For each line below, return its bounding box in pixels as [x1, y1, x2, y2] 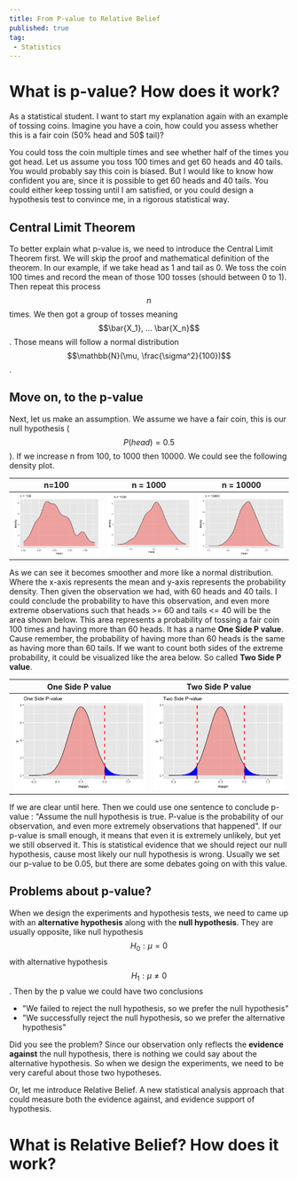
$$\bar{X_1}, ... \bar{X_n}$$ [98, 323, 200, 333]
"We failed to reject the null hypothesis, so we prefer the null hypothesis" [21, 1003, 289, 1014]
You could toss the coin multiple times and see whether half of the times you [9, 147, 289, 158]
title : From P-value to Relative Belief [9, 14, 161, 23]
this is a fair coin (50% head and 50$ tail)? [9, 130, 164, 141]
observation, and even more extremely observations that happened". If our [9, 821, 282, 831]
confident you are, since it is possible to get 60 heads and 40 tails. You [9, 176, 269, 186]
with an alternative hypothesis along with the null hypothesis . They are [9, 916, 273, 927]
